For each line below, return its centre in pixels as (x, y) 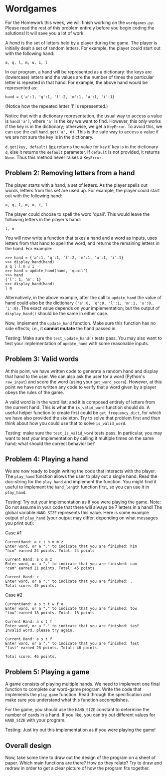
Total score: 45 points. (31, 586)
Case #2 (14, 595)
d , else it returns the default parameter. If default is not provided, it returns (83, 152)
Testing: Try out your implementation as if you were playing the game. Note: (83, 502)
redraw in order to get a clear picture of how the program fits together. (78, 768)
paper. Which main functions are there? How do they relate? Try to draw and (83, 763)
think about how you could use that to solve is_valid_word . (66, 423)
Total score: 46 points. (31, 657)
